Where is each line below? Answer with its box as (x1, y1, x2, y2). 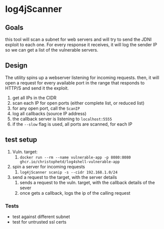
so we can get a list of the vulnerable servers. (5, 47, 99, 53)
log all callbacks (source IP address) (12, 110, 87, 116)
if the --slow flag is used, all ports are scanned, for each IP (12, 121, 133, 127)
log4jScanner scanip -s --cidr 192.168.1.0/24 (19, 170, 118, 175)
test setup (5, 136, 37, 144)
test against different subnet (12, 214, 70, 220)
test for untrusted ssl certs (12, 219, 67, 225)
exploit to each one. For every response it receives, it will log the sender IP (5, 42, 158, 48)
